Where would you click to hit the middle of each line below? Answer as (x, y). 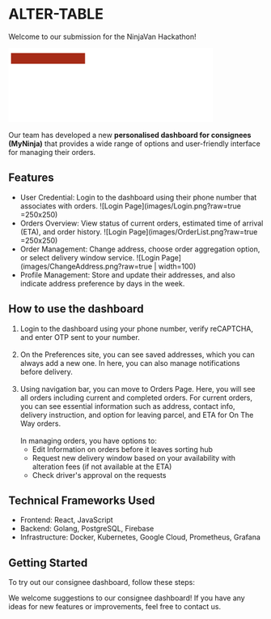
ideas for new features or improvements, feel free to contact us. (115, 607)
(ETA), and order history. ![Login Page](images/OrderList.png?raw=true (139, 231)
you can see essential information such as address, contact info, (127, 406)
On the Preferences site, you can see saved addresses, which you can (137, 355)
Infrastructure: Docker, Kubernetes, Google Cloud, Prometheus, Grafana (140, 537)
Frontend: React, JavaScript (66, 520)
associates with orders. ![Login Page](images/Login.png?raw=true (130, 206)
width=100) (177, 266)
